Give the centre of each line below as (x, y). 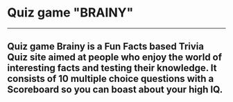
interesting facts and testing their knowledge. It (112, 68)
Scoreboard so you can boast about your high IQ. (115, 90)
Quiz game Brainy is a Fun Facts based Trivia (106, 47)
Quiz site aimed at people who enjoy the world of (115, 58)
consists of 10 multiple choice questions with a (111, 79)
